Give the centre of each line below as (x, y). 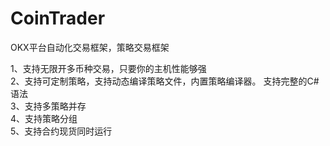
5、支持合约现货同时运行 (61, 131)
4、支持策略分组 (44, 118)
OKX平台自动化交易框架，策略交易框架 (90, 47)
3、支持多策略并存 (48, 106)
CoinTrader (58, 18)
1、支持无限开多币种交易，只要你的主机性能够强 (108, 68)
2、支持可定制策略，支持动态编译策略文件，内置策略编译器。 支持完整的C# (165, 81)
